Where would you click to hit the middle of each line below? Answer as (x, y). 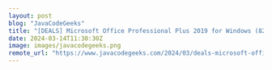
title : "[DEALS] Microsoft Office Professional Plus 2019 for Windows (130, 31)
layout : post (30, 16)
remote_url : (28, 53)
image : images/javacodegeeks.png (65, 46)
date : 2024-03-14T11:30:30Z (56, 38)
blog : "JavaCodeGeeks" (47, 23)
